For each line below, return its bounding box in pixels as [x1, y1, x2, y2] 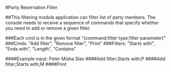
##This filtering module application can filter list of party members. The [5, 14, 156, 20]
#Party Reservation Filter [5, 5, 58, 10]
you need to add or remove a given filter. [5, 25, 91, 31]
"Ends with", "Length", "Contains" [5, 46, 77, 52]
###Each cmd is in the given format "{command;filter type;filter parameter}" [5, 35, 166, 41]
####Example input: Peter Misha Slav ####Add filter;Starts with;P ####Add [5, 56, 166, 62]
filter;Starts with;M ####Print [5, 61, 67, 67]
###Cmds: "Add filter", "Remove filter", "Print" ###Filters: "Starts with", [5, 40, 155, 46]
